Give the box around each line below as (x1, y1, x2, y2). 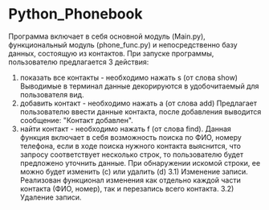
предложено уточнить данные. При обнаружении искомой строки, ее (19, 158, 261, 167)
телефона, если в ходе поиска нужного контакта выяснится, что (19, 141, 241, 150)
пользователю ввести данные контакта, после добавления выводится (19, 106, 262, 117)
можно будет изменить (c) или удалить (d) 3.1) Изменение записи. (19, 167, 249, 176)
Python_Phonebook (8, 5, 143, 23)
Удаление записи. (19, 192, 82, 202)
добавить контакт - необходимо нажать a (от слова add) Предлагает (19, 98, 257, 108)
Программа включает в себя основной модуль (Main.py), (8, 31, 206, 41)
